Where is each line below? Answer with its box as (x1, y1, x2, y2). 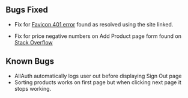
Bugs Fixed (5, 5, 49, 15)
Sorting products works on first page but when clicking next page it (14, 78, 181, 86)
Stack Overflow (14, 38, 53, 46)
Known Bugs (5, 57, 55, 67)
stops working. (14, 85, 52, 92)
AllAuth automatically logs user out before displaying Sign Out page (14, 72, 182, 79)
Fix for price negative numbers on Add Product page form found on (14, 32, 181, 40)
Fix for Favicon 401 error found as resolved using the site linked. (14, 20, 174, 28)
